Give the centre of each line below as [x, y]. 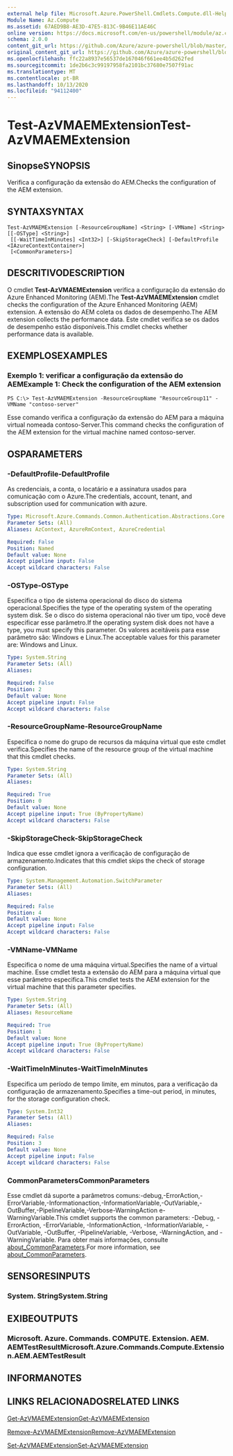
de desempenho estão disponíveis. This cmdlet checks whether [97, 326]
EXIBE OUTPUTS [43, 1318]
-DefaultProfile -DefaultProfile [58, 474]
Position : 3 [24, 1143]
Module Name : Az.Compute [43, 20]
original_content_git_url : [46, 53]
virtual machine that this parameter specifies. [72, 987]
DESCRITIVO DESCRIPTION [66, 273]
